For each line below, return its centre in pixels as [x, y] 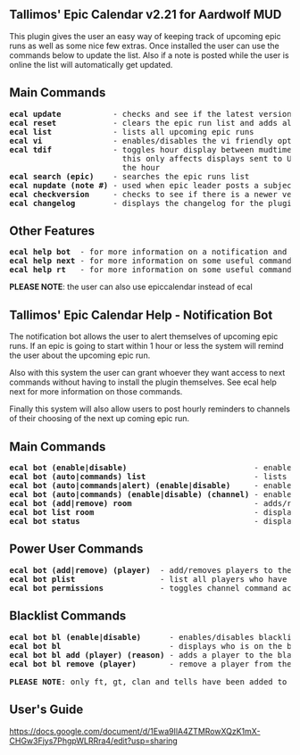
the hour [141, 167]
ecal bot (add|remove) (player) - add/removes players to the [150, 570]
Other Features [52, 231]
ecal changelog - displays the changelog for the [137, 203]
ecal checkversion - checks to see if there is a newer [144, 194]
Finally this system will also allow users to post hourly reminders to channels [150, 409]
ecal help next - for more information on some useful [132, 261]
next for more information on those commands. [96, 392]
